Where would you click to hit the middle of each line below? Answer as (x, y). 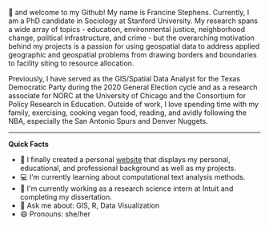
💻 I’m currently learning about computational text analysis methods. (132, 177)
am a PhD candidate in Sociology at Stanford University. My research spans (133, 21)
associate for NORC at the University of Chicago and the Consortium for (127, 95)
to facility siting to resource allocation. (71, 63)
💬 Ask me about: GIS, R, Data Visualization (90, 205)
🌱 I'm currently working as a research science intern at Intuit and (126, 188)
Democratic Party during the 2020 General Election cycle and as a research (133, 87)
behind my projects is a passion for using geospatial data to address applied (134, 46)
